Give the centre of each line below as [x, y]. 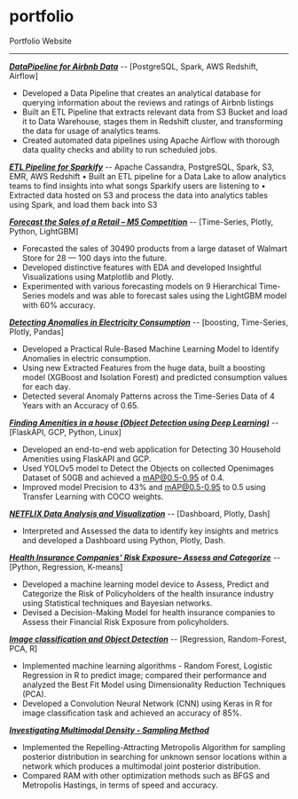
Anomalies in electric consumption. [86, 358]
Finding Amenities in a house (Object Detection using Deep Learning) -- [144, 423]
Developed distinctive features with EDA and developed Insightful [141, 267]
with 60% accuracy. [59, 305]
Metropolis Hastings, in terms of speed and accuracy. [120, 785]
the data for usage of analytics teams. [91, 131]
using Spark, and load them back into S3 [83, 204]
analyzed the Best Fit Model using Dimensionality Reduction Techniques [154, 684]
